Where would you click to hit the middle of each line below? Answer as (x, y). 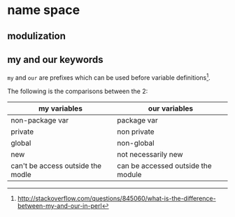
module (129, 175)
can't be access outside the (56, 166)
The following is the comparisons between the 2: (78, 91)
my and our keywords (55, 59)
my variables (60, 108)
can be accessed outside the (164, 166)
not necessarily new (150, 155)
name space (44, 10)
